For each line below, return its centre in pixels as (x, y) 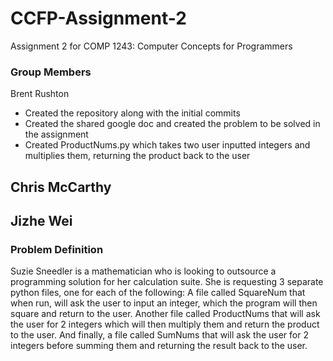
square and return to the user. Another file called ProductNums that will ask (165, 314)
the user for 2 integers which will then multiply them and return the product (165, 324)
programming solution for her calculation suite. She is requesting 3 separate (167, 282)
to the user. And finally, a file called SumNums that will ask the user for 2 (159, 335)
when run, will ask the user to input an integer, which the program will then (164, 303)
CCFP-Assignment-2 (98, 18)
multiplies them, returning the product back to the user (137, 156)
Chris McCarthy (61, 187)
